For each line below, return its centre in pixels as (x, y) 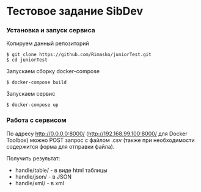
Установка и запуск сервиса (51, 30)
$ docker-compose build (37, 83)
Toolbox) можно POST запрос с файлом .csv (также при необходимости (101, 140)
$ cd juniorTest (27, 60)
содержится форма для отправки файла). (60, 146)
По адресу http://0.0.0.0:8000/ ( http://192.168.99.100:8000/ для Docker (97, 133)
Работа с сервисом (37, 120)
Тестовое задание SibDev (75, 11)
